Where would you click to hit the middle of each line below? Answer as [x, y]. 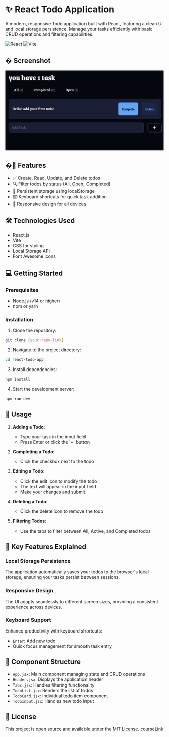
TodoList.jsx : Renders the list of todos [53, 690]
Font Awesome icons [34, 256]
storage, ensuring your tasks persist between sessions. [62, 577]
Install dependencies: [35, 370]
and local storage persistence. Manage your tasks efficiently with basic [79, 29]
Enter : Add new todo [34, 641]
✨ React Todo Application [60, 9]
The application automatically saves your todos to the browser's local [77, 572]
